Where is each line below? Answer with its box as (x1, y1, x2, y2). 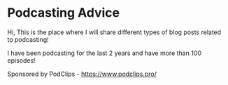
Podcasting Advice (7, 5, 120, 21)
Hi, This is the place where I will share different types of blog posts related (7, 28, 222, 36)
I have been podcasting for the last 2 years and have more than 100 (7, 49, 201, 57)
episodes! (7, 56, 36, 64)
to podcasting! (7, 35, 49, 43)
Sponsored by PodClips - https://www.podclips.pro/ (7, 70, 157, 78)
